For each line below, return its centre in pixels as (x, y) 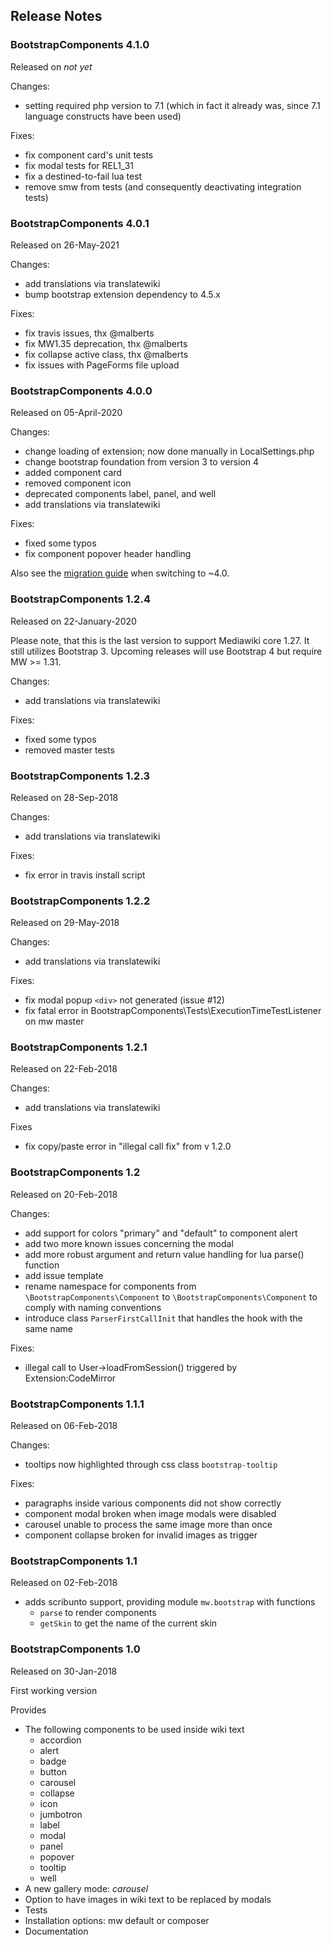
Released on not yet (51, 66)
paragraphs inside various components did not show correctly (153, 1503)
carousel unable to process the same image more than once (148, 1525)
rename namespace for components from (110, 1286)
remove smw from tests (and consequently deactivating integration (163, 186)
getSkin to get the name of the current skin (128, 1623)
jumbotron (61, 1814)
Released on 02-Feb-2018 (64, 1583)
